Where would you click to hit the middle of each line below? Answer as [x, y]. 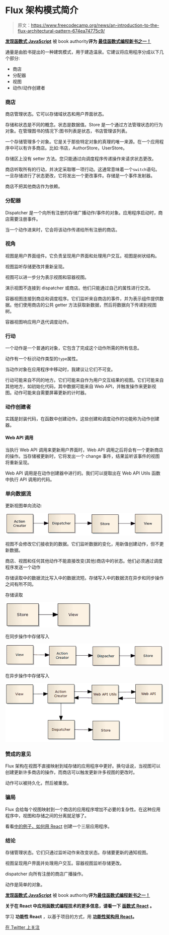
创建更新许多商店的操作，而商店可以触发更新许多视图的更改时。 [71, 772]
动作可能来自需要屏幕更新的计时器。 [51, 393]
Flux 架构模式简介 [42, 10]
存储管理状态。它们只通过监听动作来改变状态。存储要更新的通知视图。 [78, 852]
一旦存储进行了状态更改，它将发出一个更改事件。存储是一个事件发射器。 [80, 176]
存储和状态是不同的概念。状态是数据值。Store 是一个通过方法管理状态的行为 [84, 125]
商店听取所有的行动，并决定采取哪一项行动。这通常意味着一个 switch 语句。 [82, 170]
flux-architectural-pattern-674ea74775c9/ [61, 31]
